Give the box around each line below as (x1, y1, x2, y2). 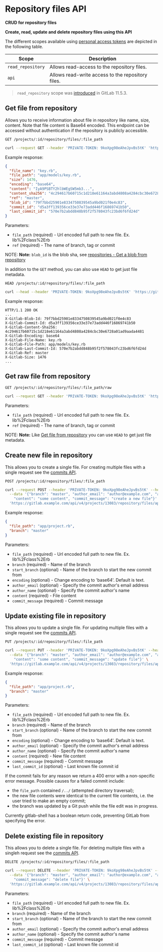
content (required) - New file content (12, 753, 86, 759)
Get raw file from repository (5, 372, 91, 381)
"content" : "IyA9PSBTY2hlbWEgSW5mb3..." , (9, 186, 95, 191)
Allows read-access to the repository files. (49, 63, 147, 70)
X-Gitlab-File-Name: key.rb (5, 338, 62, 343)
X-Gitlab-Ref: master (5, 350, 49, 355)
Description (89, 55, 116, 62)
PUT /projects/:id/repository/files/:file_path (5, 639, 103, 645)
